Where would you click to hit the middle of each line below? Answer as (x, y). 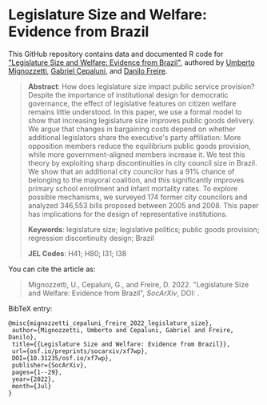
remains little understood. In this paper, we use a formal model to (135, 112)
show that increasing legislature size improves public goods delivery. (141, 120)
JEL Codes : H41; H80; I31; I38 (77, 253)
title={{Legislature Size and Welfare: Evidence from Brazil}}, (121, 344)
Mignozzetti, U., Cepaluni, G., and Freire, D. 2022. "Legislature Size (138, 284)
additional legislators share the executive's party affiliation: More (134, 137)
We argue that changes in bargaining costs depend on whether (132, 129)
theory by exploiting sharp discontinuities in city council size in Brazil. (142, 162)
